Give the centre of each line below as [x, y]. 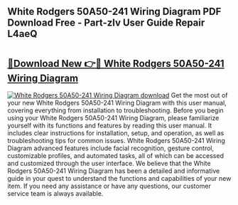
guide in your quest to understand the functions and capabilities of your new [119, 178]
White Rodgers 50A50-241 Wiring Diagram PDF [114, 12]
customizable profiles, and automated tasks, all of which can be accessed [115, 156]
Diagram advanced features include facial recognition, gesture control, [111, 148]
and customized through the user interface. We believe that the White [109, 163]
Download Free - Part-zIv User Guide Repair [106, 23]
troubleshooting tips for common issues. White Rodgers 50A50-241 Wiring [116, 141]
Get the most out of [199, 95]
